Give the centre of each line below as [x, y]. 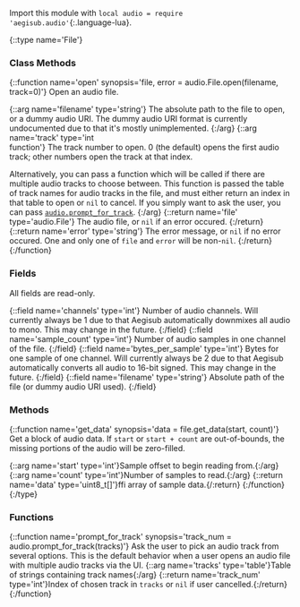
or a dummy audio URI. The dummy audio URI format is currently [129, 119]
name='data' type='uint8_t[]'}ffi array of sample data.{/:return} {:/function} [147, 484]
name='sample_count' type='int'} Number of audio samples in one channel [148, 338]
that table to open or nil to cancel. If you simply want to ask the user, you [145, 203]
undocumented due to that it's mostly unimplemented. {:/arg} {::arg [133, 128]
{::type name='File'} [46, 40]
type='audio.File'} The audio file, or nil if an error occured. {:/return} [137, 222]
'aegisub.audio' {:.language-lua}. [71, 22]
